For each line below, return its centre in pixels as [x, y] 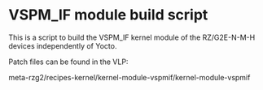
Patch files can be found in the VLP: [68, 62]
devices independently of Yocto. [63, 45]
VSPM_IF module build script [108, 15]
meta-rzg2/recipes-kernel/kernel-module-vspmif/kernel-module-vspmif [129, 77]
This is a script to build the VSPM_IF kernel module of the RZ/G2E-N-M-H [132, 37]
